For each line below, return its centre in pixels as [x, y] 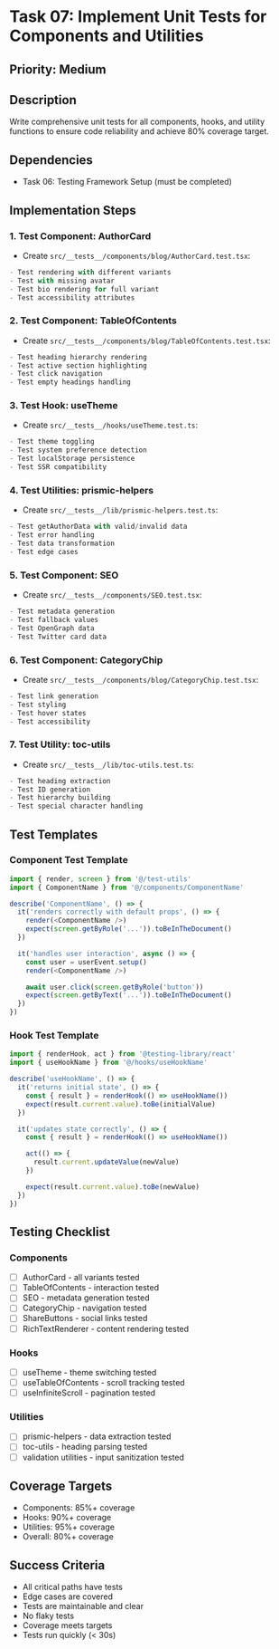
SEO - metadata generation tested [86, 1298]
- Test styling [38, 705]
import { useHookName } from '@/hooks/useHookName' [108, 1063]
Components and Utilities [107, 36]
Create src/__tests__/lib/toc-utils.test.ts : [108, 764]
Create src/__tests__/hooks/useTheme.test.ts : [110, 425]
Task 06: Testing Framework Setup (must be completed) [127, 182]
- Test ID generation [50, 790]
